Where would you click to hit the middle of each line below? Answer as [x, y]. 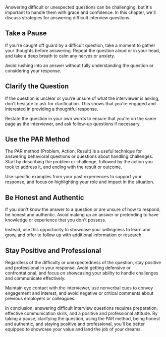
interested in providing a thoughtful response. [52, 109]
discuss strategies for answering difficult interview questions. [68, 18]
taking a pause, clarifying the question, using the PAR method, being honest [83, 319]
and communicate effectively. [35, 278]
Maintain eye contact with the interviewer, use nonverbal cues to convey [79, 288]
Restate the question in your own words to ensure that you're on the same [81, 118]
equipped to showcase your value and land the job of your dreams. [74, 329]
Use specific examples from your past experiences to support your [74, 177]
